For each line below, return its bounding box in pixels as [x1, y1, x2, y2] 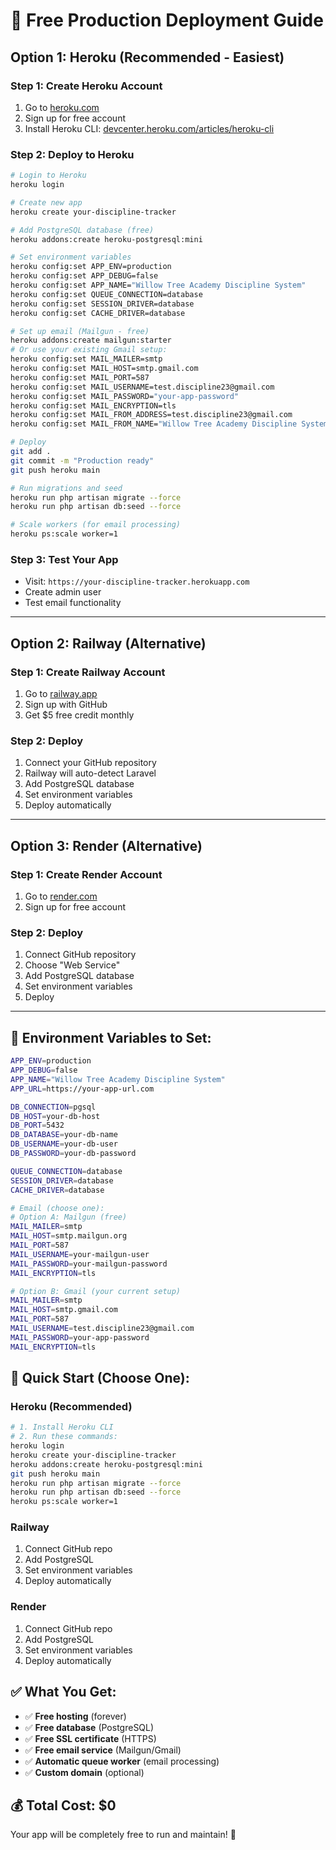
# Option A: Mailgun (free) [10, 1212, 128, 1223]
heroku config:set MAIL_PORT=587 [10, 372, 150, 383]
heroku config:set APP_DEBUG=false [10, 271, 159, 281]
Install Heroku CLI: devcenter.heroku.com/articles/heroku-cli [24, 122, 275, 134]
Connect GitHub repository [24, 949, 137, 961]
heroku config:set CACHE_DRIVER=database [10, 308, 186, 318]
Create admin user [24, 586, 102, 598]
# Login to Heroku [10, 170, 87, 181]
